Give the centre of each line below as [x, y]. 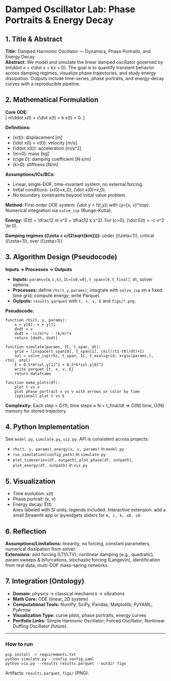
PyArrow [22, 610]
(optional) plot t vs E [40, 396]
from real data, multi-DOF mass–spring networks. [57, 565]
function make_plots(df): [33, 383]
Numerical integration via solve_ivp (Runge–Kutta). [59, 210]
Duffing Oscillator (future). [40, 626]
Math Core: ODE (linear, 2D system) [50, 599]
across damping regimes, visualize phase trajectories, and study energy [81, 73]
